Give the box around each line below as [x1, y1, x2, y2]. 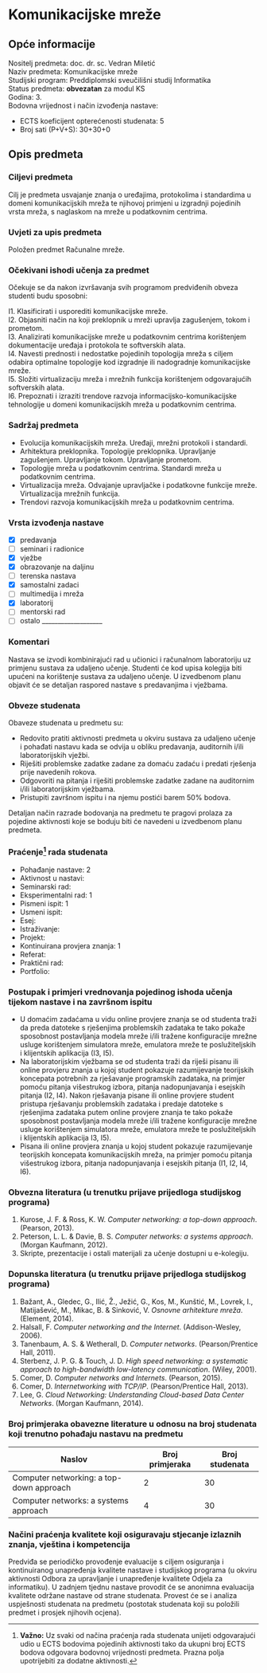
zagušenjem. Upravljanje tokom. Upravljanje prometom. [19, 454, 202, 464]
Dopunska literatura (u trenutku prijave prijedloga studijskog [8, 1269, 246, 1280]
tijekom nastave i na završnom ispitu [8, 996, 153, 1007]
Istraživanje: [19, 924, 60, 933]
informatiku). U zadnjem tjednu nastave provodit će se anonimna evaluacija [8, 1582, 254, 1592]
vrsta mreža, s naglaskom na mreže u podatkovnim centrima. [8, 206, 208, 216]
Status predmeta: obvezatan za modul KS [8, 84, 145, 93]
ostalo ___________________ [19, 616, 103, 626]
